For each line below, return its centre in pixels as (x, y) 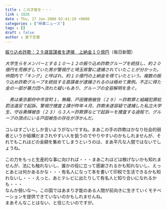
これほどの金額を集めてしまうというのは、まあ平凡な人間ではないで (87, 142)
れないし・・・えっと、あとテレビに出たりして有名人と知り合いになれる (79, 178)
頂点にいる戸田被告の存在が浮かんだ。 (57, 118)
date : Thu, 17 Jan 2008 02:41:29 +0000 (48, 19)
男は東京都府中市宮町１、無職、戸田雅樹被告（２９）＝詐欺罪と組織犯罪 (83, 99)
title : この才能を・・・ (29, 10)
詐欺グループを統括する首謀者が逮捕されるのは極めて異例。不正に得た (90, 82)
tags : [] (15, 28)
